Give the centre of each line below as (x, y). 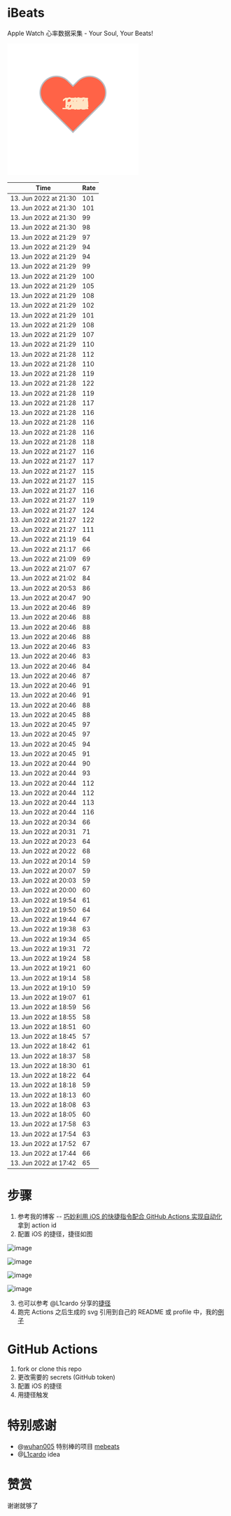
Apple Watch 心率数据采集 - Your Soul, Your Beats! (80, 33)
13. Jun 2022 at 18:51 (43, 1026)
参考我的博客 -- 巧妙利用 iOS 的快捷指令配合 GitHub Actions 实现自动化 (120, 1216)
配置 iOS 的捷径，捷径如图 (55, 1234)
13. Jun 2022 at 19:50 (43, 910)
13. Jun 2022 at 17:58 (43, 1124)
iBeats (26, 13)
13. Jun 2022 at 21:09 (43, 559)
